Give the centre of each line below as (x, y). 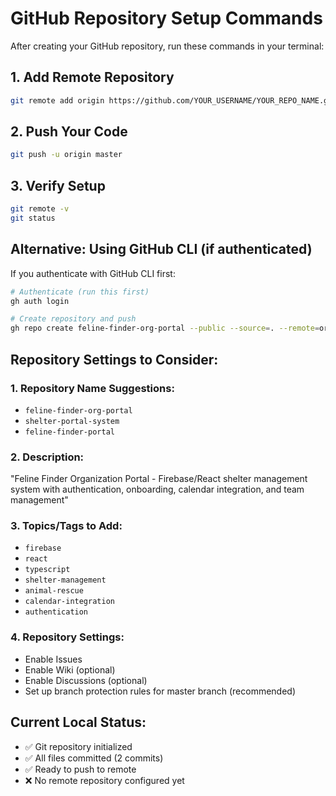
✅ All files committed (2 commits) (94, 758)
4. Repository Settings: (67, 637)
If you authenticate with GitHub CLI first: (93, 273)
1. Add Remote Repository (92, 77)
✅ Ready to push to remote (80, 769)
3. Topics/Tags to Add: (66, 526)
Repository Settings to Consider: (114, 359)
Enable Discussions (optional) (86, 680)
